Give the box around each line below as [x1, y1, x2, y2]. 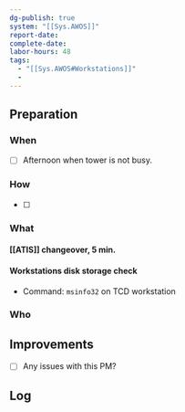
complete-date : [9, 38, 67, 48]
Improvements [9, 336, 94, 352]
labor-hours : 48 [9, 48, 71, 57]
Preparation [9, 107, 78, 122]
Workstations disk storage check [9, 265, 139, 276]
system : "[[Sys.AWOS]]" [9, 22, 100, 31]
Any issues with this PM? [22, 361, 117, 372]
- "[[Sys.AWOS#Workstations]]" [17, 65, 137, 74]
